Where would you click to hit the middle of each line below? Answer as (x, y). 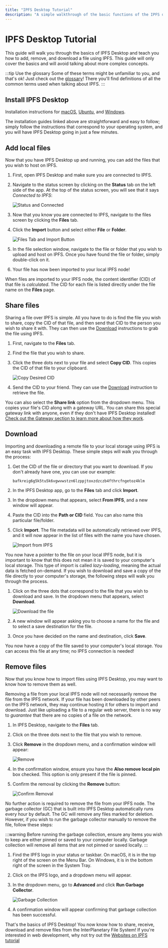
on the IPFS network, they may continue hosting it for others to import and (82, 704)
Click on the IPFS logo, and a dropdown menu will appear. (72, 875)
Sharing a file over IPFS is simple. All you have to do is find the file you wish (83, 317)
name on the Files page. (30, 290)
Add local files (28, 148)
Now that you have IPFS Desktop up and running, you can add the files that (82, 160)
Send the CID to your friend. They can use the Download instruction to (85, 387)
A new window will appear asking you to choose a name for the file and (86, 621)
